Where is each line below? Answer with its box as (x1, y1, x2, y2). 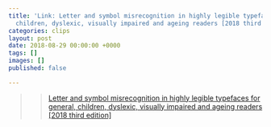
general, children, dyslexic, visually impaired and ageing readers (48, 101, 263, 111)
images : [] (8, 57, 45, 65)
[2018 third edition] (48, 110, 112, 120)
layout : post (8, 34, 52, 43)
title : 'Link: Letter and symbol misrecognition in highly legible (8, 11, 240, 20)
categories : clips (8, 27, 70, 35)
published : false (8, 64, 67, 72)
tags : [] (8, 49, 38, 57)
